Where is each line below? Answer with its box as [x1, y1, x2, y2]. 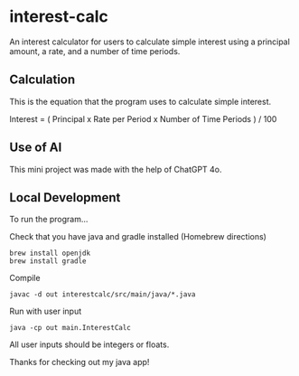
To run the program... [9, 214, 89, 225]
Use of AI [9, 140, 62, 155]
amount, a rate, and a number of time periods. [9, 45, 181, 56]
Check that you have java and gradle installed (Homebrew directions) [9, 231, 266, 242]
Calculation [9, 72, 76, 88]
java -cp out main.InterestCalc [9, 324, 131, 333]
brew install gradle [9, 257, 88, 266]
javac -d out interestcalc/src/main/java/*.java [9, 290, 196, 299]
